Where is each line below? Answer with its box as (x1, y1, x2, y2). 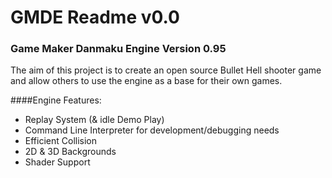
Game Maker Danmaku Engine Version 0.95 (10, 42, 227, 56)
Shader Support (24, 156, 91, 168)
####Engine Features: (10, 94, 102, 106)
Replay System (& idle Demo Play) (24, 114, 165, 126)
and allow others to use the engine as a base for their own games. (10, 75, 283, 87)
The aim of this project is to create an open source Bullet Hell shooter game (10, 64, 322, 76)
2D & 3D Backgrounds (24, 146, 117, 158)
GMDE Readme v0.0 (10, 6, 180, 29)
